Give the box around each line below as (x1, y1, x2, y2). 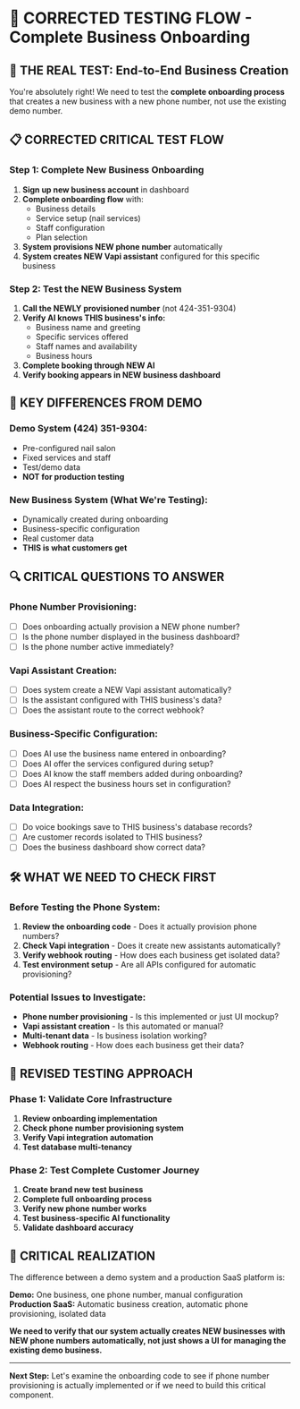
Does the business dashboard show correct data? (21, 841, 206, 853)
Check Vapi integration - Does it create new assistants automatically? (21, 940, 281, 952)
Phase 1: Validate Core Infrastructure (9, 1092, 172, 1105)
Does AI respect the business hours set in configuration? (21, 778, 231, 789)
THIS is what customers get (21, 542, 128, 553)
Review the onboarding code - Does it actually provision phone (21, 921, 257, 932)
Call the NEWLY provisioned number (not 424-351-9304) (21, 303, 237, 313)
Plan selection (35, 232, 87, 243)
